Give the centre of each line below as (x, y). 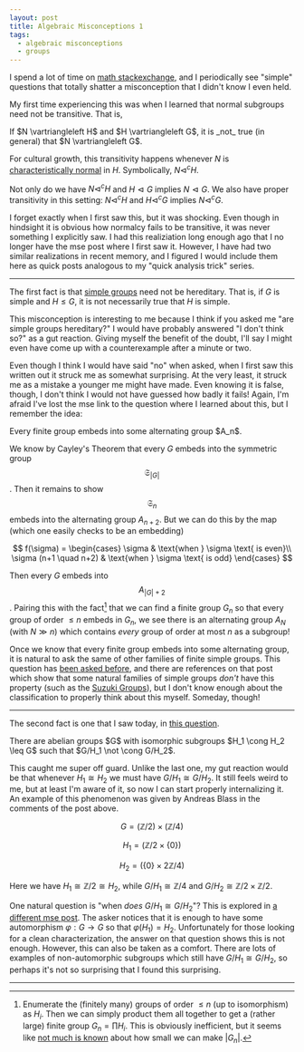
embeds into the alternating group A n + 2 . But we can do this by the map (143, 520)
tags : (19, 34)
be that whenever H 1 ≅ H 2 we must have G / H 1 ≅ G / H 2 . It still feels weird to (149, 778)
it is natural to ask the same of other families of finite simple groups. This (145, 659)
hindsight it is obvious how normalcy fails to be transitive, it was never (140, 227)
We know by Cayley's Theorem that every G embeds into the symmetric (143, 449)
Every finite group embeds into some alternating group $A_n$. (126, 431)
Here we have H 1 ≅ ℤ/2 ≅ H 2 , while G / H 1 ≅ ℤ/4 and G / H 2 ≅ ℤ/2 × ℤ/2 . (141, 887)
